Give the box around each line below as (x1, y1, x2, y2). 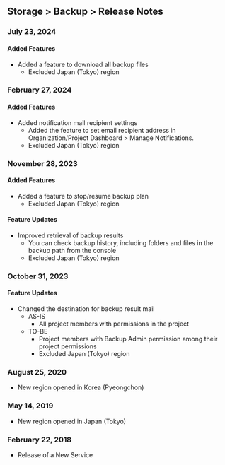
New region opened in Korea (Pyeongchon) (17, 383, 144, 392)
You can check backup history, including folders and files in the (28, 238, 214, 247)
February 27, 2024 (7, 85, 72, 95)
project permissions (38, 342, 97, 351)
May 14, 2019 (7, 401, 54, 411)
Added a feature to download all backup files (17, 60, 149, 69)
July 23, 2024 (7, 27, 57, 37)
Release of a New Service (17, 450, 93, 459)
